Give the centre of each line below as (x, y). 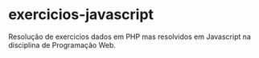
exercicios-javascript (81, 15)
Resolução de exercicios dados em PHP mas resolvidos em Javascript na (130, 37)
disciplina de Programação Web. (62, 44)
